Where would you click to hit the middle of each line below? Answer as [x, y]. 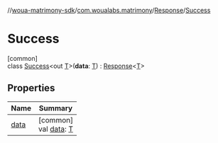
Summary [56, 108]
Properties [31, 88]
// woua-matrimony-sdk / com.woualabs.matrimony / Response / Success [109, 10]
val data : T [55, 129]
